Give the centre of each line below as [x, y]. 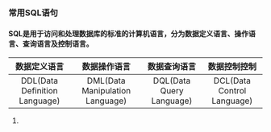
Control [232, 91]
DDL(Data [40, 80]
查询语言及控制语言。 [58, 43]
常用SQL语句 [33, 12]
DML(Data [106, 80]
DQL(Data [172, 80]
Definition [40, 91]
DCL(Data [232, 80]
